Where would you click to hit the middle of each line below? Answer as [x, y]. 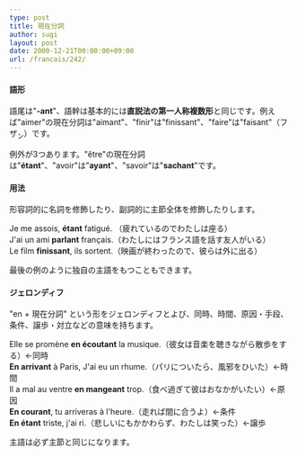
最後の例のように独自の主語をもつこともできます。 [103, 270]
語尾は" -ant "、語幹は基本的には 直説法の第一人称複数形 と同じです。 [135, 111]
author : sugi [34, 34]
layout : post [34, 43]
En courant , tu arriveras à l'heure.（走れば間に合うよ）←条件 [122, 412]
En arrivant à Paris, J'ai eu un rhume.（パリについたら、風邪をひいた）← [145, 367]
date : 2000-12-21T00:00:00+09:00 [72, 51]
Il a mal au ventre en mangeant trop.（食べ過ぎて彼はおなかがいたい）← [144, 389]
